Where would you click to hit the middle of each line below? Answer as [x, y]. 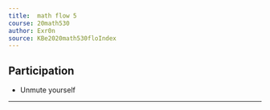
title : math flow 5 [43, 16]
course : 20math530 [39, 23]
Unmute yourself [48, 90]
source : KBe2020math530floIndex [62, 38]
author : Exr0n [32, 31]
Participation [41, 70]
